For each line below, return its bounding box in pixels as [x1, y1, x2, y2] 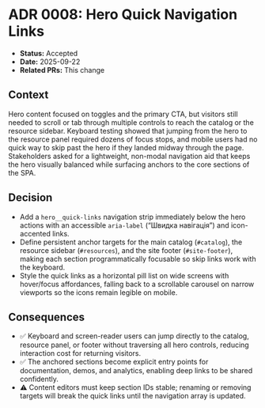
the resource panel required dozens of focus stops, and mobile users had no [8, 134, 258, 144]
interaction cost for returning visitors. [19, 349, 142, 358]
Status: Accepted [19, 48, 78, 58]
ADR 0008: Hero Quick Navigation [8, 6, 238, 24]
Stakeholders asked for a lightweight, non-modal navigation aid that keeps [8, 151, 251, 161]
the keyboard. [19, 263, 66, 272]
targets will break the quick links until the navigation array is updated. [19, 391, 247, 401]
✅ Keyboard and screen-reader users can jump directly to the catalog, [19, 331, 249, 341]
